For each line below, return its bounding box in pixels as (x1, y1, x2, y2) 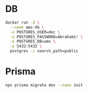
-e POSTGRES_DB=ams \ (10, 39, 56, 44)
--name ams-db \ (10, 25, 44, 30)
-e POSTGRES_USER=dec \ (10, 29, 60, 35)
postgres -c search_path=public (10, 49, 79, 54)
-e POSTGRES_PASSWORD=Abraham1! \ (10, 34, 83, 39)
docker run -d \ (5, 20, 40, 25)
